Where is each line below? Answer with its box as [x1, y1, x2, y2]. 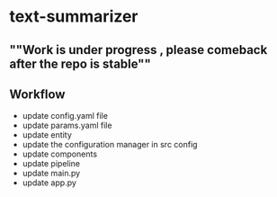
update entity [22, 130, 72, 140]
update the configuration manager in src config [22, 139, 198, 150]
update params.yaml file [22, 120, 112, 131]
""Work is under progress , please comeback [9, 42, 268, 58]
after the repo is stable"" [9, 56, 151, 71]
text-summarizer [9, 6, 138, 27]
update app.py [22, 177, 76, 188]
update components [22, 148, 97, 159]
